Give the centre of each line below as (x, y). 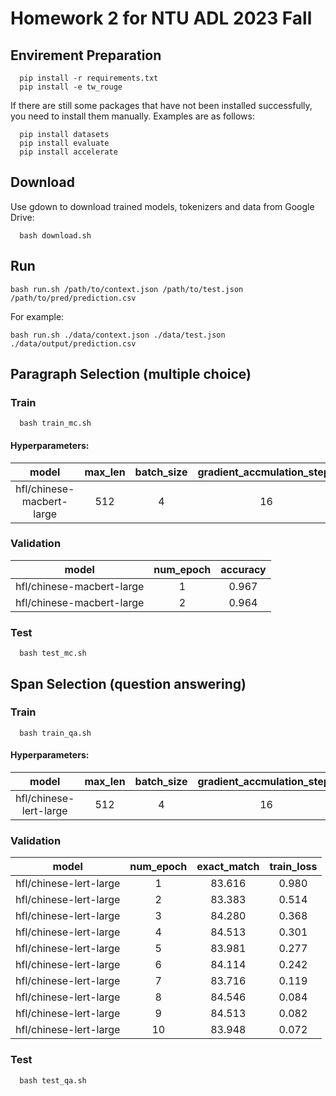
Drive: (22, 217)
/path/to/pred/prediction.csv (73, 298)
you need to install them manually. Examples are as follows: (132, 116)
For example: (37, 316)
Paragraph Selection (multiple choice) (131, 374)
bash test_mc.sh (53, 653)
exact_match (228, 867)
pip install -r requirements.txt (89, 78)
